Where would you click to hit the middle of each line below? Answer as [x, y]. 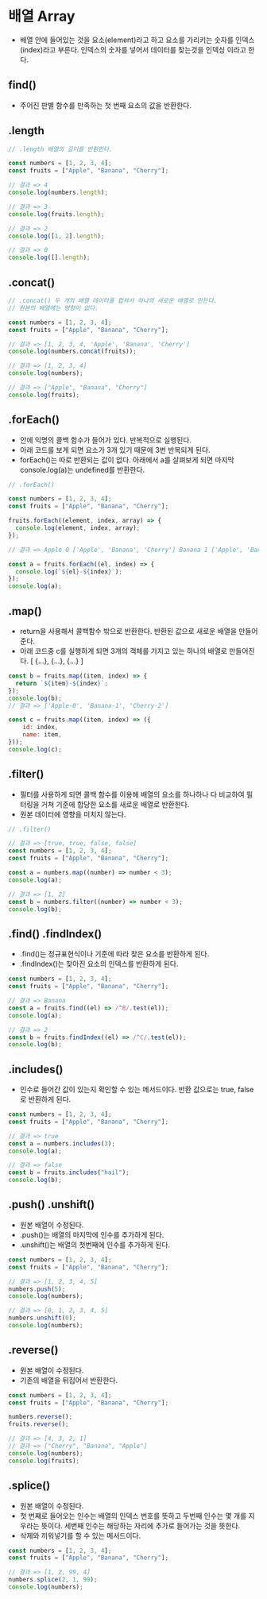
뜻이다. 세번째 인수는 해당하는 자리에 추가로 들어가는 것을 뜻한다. [141, 1525]
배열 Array [42, 16]
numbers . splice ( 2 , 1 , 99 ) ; [53, 1580]
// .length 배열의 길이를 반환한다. [60, 149]
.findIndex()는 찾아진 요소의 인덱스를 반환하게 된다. [99, 964]
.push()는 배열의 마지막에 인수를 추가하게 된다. [92, 1234]
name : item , [42, 735]
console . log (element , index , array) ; [78, 528]
